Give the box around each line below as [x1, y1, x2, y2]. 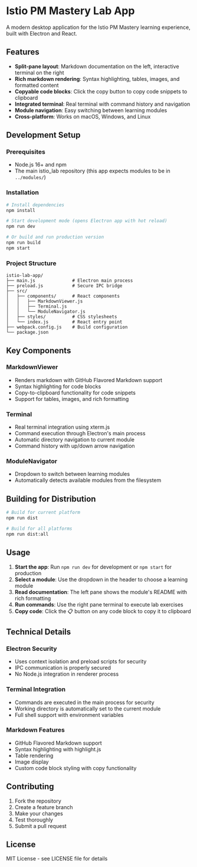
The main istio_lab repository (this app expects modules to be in [14, 167, 170, 175]
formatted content [14, 82, 59, 89]
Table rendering [14, 752, 54, 759]
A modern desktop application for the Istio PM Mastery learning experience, [6, 24, 191, 31]
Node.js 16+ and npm [14, 161, 67, 168]
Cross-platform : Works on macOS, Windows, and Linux [14, 113, 151, 120]
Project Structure [6, 259, 57, 267]
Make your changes [14, 810, 63, 817]
